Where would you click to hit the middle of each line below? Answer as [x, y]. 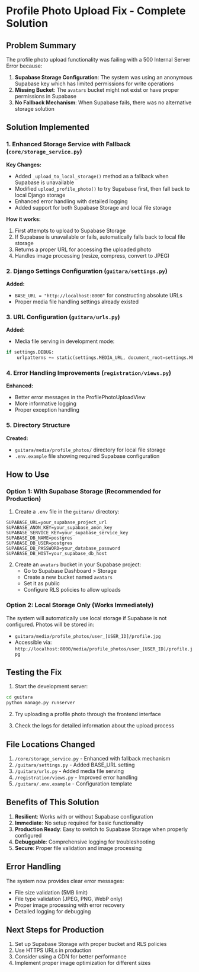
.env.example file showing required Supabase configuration [87, 456]
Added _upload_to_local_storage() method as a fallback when [92, 176]
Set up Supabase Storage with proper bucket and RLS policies [91, 944]
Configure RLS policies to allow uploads [72, 590]
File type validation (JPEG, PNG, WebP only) [69, 899]
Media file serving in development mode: [65, 341]
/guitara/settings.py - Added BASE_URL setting [75, 765]
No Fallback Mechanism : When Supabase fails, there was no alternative [103, 102]
